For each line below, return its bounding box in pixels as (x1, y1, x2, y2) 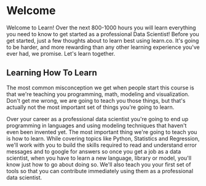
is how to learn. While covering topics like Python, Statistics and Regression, (6, 135, 200, 142)
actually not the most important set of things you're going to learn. (6, 103, 175, 111)
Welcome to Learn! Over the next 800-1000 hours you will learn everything (6, 24, 196, 31)
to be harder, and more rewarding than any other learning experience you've (6, 43, 200, 51)
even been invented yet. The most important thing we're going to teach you (6, 128, 197, 135)
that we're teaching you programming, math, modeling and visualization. (6, 90, 189, 98)
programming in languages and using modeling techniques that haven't (6, 122, 187, 129)
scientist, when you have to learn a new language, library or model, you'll (6, 154, 192, 162)
